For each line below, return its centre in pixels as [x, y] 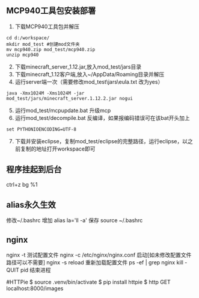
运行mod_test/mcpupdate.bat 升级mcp [63, 110]
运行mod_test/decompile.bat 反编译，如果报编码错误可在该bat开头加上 [103, 118]
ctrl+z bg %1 [22, 184]
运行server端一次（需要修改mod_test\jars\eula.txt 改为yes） [89, 82]
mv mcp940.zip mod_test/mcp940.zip [51, 49]
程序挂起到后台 [34, 169]
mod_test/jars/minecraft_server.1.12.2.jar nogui [70, 98]
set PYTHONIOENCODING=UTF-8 [41, 129]
